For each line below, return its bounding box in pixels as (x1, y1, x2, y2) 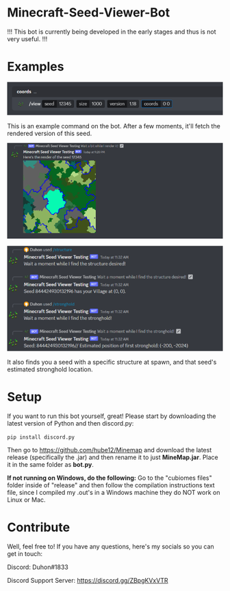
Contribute (7, 520, 71, 535)
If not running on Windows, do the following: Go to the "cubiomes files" (7, 474, 212, 482)
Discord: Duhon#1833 (7, 563, 68, 571)
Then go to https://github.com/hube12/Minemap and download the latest (7, 445, 212, 454)
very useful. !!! (7, 34, 48, 43)
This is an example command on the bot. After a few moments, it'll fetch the (7, 121, 220, 130)
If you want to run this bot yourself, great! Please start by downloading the (7, 412, 216, 420)
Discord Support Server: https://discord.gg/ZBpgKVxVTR (7, 576, 168, 584)
